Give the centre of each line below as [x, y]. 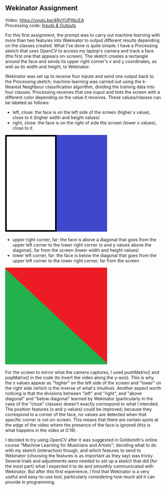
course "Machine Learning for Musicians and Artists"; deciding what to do [81, 445]
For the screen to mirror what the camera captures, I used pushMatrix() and [82, 372]
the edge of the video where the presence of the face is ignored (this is [78, 425]
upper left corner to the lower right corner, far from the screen [76, 260]
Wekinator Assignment [41, 8]
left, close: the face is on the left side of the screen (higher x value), [81, 112]
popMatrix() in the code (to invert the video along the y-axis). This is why [80, 377]
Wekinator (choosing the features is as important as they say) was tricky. [80, 455]
